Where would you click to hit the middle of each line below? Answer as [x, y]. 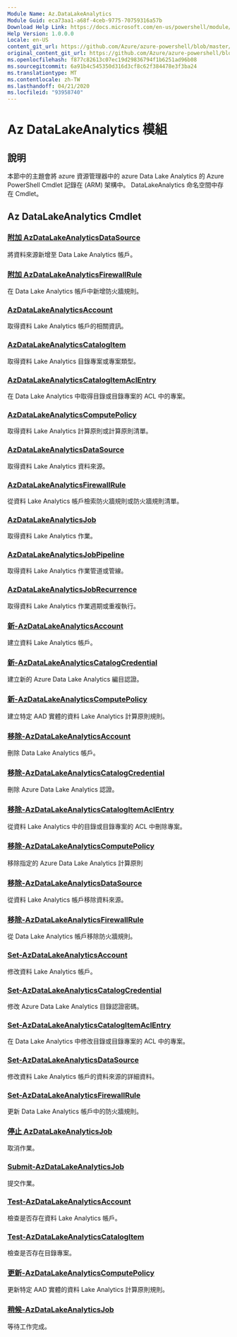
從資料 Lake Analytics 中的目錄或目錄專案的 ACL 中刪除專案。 [97, 826]
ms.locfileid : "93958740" [45, 92]
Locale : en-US [28, 40]
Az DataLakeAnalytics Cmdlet [74, 216]
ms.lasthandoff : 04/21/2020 [49, 86]
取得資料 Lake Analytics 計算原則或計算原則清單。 [80, 431]
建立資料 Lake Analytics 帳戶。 [52, 643]
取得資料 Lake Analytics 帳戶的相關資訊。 [67, 326]
